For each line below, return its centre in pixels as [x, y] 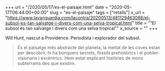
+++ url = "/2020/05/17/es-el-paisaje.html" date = [57, 7]
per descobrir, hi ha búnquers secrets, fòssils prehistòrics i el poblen [88, 53]
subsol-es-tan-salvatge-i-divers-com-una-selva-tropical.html [69, 23]
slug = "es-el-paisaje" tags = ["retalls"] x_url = [97, 12]
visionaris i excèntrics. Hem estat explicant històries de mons [80, 58]
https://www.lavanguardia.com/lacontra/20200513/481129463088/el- [79, 18]
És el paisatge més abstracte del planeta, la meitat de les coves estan [89, 47]
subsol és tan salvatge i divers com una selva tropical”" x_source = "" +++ [82, 28]
